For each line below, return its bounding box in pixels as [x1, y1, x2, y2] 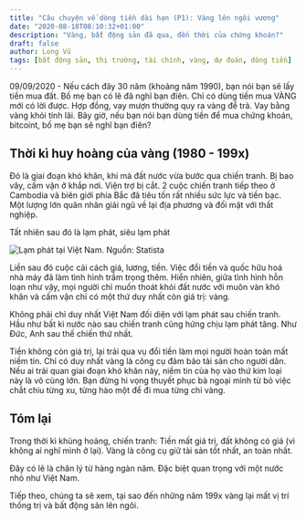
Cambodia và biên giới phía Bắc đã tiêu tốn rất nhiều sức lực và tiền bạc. [9, 189, 281, 201]
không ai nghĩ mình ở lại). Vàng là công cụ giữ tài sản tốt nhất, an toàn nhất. [9, 444, 293, 456]
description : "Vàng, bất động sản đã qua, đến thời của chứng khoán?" [9, 30, 284, 39]
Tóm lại [9, 411, 52, 427]
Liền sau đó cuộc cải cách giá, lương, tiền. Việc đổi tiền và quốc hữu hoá [9, 262, 283, 273]
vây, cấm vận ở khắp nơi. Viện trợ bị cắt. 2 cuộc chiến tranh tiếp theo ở [9, 180, 276, 191]
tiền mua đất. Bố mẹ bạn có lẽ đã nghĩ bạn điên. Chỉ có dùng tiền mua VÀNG [9, 90, 297, 101]
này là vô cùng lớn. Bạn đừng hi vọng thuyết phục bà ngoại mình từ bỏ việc [9, 375, 291, 386]
